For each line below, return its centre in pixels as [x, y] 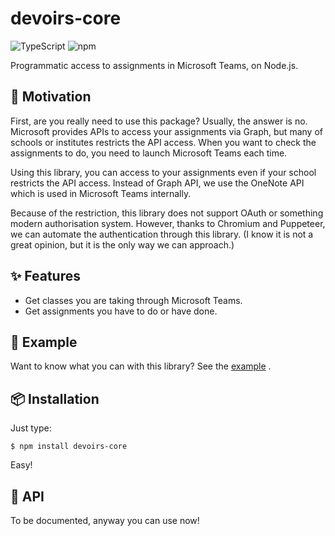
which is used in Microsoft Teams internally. [101, 193]
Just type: [31, 428]
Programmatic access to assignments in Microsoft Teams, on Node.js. [154, 65]
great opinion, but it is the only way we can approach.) [122, 244]
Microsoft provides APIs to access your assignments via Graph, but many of [166, 131]
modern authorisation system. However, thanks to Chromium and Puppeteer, [168, 223]
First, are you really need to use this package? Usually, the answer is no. [159, 121]
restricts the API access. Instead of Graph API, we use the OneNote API [157, 183]
